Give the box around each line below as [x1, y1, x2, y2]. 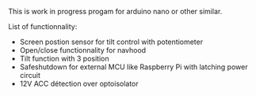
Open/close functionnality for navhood [19, 46, 147, 54]
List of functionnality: [8, 22, 78, 31]
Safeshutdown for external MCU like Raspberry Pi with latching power [19, 62, 248, 72]
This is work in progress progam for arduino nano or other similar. [8, 7, 223, 16]
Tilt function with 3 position [19, 54, 109, 63]
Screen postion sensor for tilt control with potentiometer [19, 37, 204, 46]
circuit [19, 71, 41, 79]
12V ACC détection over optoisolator [19, 79, 139, 88]
